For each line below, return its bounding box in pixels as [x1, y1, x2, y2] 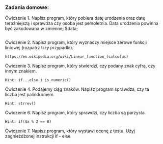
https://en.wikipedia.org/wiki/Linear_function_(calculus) [5, 54, 129, 59]
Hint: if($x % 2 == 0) [5, 119, 52, 124]
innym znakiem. [5, 68, 37, 74]
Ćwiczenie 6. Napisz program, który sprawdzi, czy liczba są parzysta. [5, 110, 146, 116]
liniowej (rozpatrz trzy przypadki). [5, 45, 74, 51]
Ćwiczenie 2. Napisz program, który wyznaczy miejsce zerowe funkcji [5, 39, 147, 45]
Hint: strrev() [5, 101, 36, 106]
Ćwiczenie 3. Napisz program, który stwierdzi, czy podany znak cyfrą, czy [5, 63, 156, 69]
